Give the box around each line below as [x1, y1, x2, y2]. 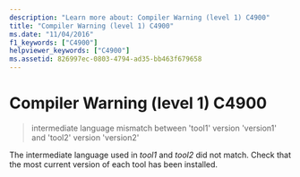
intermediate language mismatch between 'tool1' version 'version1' [30, 122, 278, 133]
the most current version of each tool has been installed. [9, 158, 218, 170]
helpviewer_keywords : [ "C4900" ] [9, 46, 130, 55]
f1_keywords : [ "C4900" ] [9, 38, 99, 47]
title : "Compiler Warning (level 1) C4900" [9, 21, 175, 30]
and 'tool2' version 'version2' [30, 131, 140, 143]
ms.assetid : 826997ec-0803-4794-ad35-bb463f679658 [9, 55, 202, 63]
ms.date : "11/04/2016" [9, 29, 94, 38]
